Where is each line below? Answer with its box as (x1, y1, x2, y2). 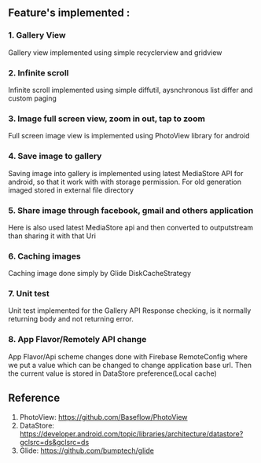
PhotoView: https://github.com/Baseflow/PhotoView (19, 412, 188, 421)
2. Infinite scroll (8, 67, 69, 78)
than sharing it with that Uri (8, 231, 97, 241)
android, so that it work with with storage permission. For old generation (8, 177, 242, 186)
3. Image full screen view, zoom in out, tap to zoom (8, 113, 206, 124)
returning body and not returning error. (8, 314, 134, 324)
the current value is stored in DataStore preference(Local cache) (8, 369, 218, 378)
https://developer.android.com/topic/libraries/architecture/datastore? (19, 428, 244, 439)
